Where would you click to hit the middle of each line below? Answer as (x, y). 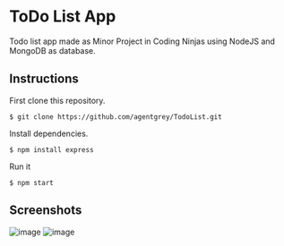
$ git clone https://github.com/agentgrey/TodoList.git (116, 117)
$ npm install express (52, 149)
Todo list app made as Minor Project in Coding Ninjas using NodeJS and (142, 41)
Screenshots (46, 211)
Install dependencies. (49, 133)
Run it (20, 166)
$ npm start (31, 182)
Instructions (44, 79)
